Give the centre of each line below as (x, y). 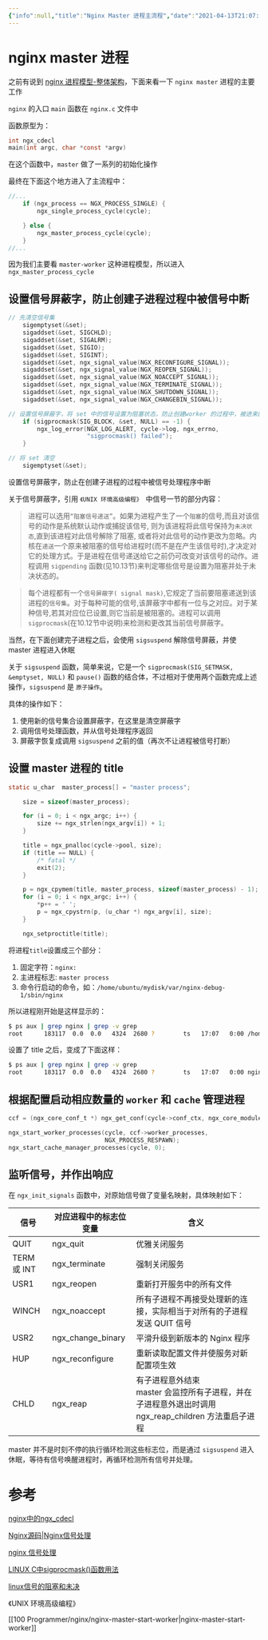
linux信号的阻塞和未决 (44, 1586)
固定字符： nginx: (48, 967)
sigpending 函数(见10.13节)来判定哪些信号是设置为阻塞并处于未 (154, 565)
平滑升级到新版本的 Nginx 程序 (193, 1339)
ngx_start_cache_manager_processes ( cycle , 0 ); (87, 1147)
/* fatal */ (57, 860)
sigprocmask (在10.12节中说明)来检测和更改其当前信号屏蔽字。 (128, 622)
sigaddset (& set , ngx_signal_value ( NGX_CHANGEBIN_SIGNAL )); (123, 399)
